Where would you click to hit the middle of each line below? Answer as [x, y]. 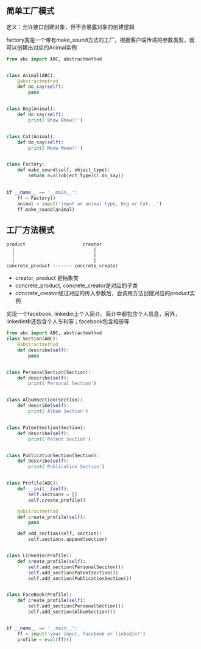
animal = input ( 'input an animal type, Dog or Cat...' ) [90, 204]
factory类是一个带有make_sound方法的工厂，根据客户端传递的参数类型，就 [100, 40]
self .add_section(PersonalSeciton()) [76, 567]
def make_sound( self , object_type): [64, 170]
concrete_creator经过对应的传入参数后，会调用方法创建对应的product [102, 293]
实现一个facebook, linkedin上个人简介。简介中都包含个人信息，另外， [93, 314]
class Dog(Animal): [31, 109]
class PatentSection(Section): [46, 427]
